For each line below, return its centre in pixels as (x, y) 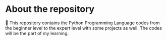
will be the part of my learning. (37, 33)
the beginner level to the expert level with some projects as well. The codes (84, 28)
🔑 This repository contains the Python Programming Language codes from (82, 23)
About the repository (50, 9)
